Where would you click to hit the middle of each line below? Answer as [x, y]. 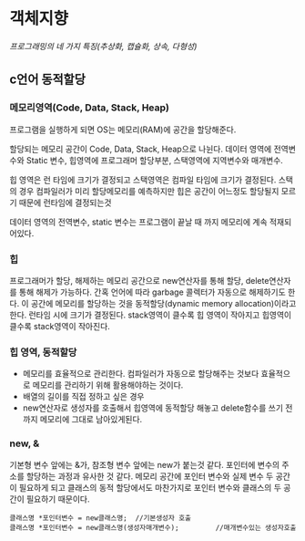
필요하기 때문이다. [58, 499]
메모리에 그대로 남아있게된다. [91, 420]
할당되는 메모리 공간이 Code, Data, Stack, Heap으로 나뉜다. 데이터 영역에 [141, 149]
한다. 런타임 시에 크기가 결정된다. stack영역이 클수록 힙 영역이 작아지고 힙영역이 [151, 315]
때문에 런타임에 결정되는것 [65, 203]
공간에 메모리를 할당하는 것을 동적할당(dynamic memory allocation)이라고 [163, 303]
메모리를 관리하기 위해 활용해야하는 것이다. [108, 385]
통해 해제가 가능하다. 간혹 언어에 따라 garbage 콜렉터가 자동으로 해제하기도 [152, 292]
